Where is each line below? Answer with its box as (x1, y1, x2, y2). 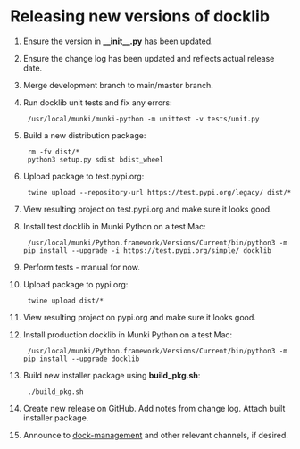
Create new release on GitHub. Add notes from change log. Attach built (22, 403, 286, 413)
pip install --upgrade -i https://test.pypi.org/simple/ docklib (22, 245, 271, 255)
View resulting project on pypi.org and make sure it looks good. (22, 312, 257, 322)
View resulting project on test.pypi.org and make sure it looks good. (22, 204, 272, 214)
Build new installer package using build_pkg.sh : (22, 370, 201, 380)
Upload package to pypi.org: (22, 279, 129, 289)
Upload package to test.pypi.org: (22, 170, 145, 181)
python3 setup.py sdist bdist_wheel (27, 154, 164, 164)
